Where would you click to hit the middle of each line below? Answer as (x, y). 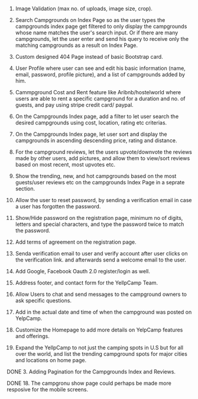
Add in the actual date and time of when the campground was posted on (103, 312)
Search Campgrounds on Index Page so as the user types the (90, 20)
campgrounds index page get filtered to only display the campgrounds (101, 26)
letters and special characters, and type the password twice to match (100, 224)
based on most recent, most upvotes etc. (65, 165)
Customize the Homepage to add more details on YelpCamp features (99, 330)
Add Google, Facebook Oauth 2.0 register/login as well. (82, 271)
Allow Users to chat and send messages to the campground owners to (101, 294)
